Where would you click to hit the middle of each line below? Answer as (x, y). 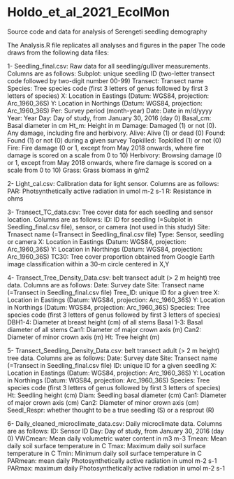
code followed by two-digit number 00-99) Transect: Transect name (105, 80)
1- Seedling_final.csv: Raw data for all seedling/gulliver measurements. (109, 66)
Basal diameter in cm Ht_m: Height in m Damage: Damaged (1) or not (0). (112, 125)
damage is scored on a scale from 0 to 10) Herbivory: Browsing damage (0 (115, 155)
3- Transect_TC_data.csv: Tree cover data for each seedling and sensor (110, 212)
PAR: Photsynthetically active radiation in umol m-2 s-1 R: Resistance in (109, 191)
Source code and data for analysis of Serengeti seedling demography (107, 31)
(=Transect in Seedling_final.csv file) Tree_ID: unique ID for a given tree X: (114, 292)
